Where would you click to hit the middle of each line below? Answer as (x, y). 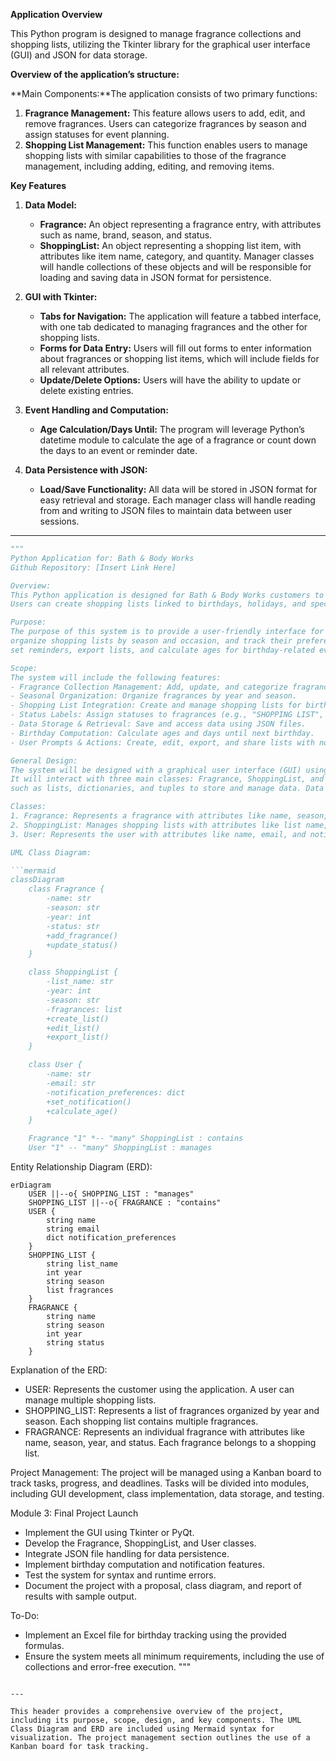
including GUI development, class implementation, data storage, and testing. (167, 1493)
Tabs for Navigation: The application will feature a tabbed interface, (180, 316)
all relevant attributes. (84, 369)
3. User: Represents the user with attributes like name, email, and (158, 834)
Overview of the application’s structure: (95, 74)
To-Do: (25, 1615)
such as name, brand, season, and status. (126, 235)
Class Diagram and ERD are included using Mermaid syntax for (142, 1729)
